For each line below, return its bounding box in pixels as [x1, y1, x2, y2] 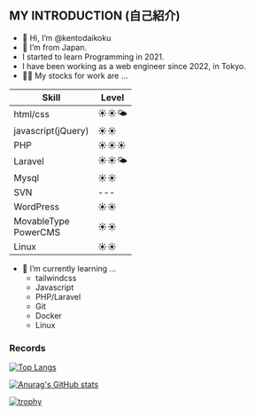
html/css [13, 108, 50, 121]
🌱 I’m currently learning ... [21, 263, 117, 273]
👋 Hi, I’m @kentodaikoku [21, 32, 112, 43]
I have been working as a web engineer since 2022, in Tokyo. [21, 60, 246, 71]
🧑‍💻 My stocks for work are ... [21, 70, 128, 81]
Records [9, 341, 46, 354]
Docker [35, 310, 62, 321]
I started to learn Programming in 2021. [21, 51, 166, 62]
